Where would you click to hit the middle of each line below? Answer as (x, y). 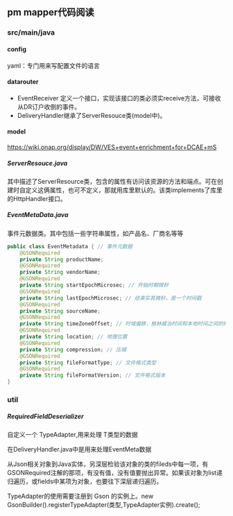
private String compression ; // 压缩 (73, 350)
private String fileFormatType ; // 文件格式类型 (88, 363)
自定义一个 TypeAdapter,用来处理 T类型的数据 (72, 435)
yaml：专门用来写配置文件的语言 (54, 65)
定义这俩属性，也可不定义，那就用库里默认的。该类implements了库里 (124, 190)
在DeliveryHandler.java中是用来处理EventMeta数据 (79, 449)
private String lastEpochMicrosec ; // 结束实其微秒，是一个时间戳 (111, 298)
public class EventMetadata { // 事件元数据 (70, 246)
